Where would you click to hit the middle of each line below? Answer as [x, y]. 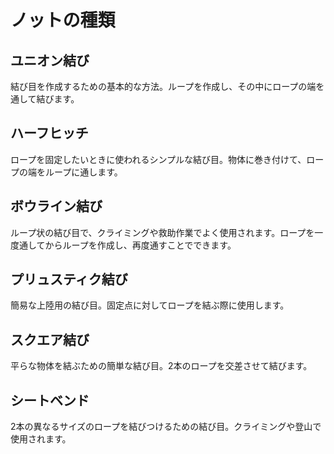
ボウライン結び [56, 206]
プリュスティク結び [69, 279]
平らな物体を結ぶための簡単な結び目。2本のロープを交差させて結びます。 [161, 366]
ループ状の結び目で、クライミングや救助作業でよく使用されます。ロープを [162, 232]
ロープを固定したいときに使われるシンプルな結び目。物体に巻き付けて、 [158, 159]
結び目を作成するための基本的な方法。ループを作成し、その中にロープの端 [163, 86]
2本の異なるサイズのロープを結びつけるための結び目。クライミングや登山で [166, 427]
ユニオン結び [50, 60]
